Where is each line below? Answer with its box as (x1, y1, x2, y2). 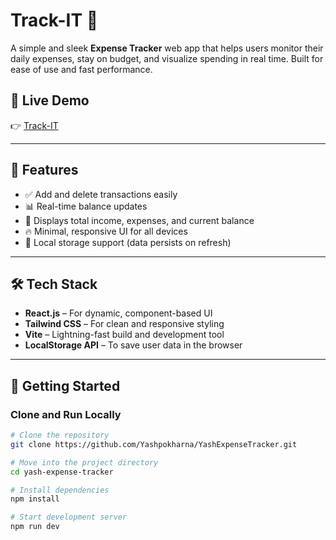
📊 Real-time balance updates (24, 200, 148, 212)
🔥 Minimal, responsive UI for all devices (24, 225, 188, 237)
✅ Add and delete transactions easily (24, 188, 178, 200)
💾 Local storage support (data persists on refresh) (24, 236, 232, 248)
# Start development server (10, 512, 128, 523)
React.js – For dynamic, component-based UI (24, 307, 213, 319)
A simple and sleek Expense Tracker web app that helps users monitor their (10, 42, 324, 54)
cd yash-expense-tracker (10, 467, 114, 477)
